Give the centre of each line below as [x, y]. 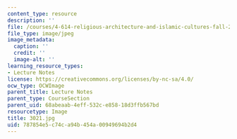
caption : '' [31, 46]
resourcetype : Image [38, 112]
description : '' [31, 20]
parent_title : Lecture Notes [50, 92]
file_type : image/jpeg [41, 33]
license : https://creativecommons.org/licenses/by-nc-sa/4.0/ [101, 79]
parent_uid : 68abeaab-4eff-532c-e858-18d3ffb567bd [83, 105]
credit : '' [30, 53]
